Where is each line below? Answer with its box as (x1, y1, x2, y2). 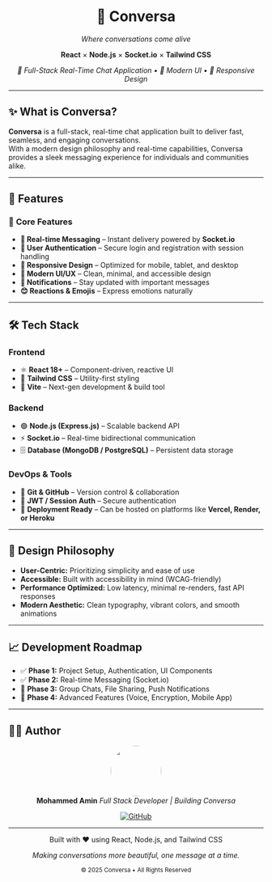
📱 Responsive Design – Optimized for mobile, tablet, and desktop (19, 261, 239, 270)
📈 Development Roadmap (8, 640, 142, 654)
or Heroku (19, 513, 55, 523)
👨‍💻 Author (8, 723, 62, 737)
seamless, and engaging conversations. (8, 135, 142, 145)
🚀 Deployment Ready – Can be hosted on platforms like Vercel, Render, (19, 504, 261, 514)
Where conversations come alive (80, 34, 192, 44)
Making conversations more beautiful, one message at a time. (32, 850, 240, 860)
